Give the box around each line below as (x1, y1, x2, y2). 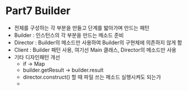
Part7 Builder (5, 4, 71, 18)
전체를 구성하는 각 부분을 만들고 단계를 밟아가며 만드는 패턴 (14, 24, 150, 31)
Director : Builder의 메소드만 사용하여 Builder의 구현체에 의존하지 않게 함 (14, 39, 182, 46)
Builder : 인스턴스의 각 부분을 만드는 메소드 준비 (14, 31, 124, 39)
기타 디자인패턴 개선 (14, 53, 60, 60)
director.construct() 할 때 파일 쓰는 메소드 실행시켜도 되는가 (22, 73, 161, 80)
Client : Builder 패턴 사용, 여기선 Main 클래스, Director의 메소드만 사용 (14, 46, 177, 53)
